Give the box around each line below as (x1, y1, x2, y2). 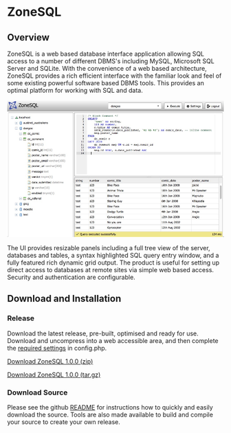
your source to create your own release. (7, 418, 120, 426)
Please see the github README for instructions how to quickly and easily (7, 403, 213, 412)
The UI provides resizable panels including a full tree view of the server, (7, 244, 211, 252)
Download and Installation (7, 293, 122, 304)
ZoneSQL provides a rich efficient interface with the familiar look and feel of (7, 71, 222, 80)
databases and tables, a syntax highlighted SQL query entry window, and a (7, 252, 219, 260)
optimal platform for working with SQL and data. (7, 87, 143, 94)
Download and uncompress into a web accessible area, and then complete (7, 336, 219, 344)
